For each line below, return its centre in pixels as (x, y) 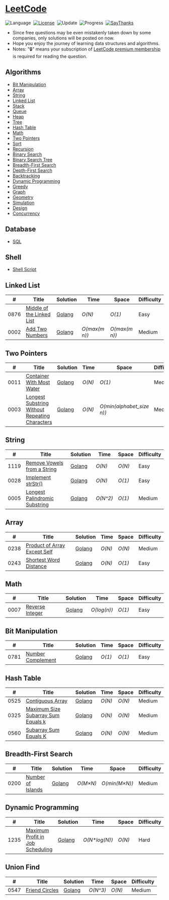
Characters (39, 422)
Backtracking (26, 175)
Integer (34, 613)
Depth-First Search (32, 170)
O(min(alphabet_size (124, 406)
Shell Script (24, 269)
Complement (41, 660)
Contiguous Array (47, 701)
